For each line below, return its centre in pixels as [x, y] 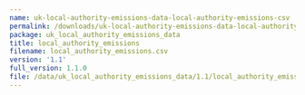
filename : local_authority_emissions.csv [89, 52]
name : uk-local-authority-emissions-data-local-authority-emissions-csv [150, 18]
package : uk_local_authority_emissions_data [95, 34]
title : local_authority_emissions [75, 43]
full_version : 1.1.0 [49, 69]
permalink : [30, 26]
